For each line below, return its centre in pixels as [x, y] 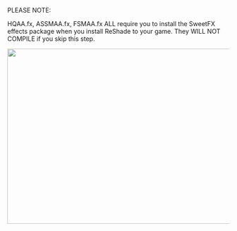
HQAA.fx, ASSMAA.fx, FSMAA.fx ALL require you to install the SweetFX [111, 24]
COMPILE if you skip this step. [51, 39]
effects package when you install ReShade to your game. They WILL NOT [114, 31]
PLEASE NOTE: [29, 10]
